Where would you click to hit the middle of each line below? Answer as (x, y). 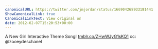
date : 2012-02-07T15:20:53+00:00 (39, 23)
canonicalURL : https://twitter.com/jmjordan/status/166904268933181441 (79, 9)
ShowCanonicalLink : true (30, 14)
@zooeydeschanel (24, 42)
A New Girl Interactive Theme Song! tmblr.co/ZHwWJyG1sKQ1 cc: (70, 37)
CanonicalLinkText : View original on (43, 18)
